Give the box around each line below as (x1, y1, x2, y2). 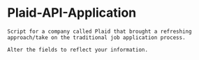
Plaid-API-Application (7, 5, 137, 21)
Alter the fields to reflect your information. (7, 46, 149, 53)
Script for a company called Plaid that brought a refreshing (7, 28, 192, 35)
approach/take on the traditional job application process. (7, 33, 186, 41)
